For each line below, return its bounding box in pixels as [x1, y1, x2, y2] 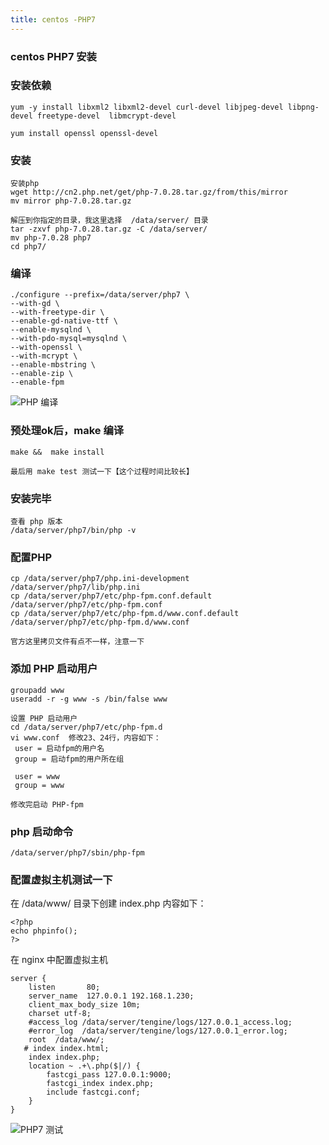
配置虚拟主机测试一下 [10, 872, 113, 886]
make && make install [10, 447, 105, 457]
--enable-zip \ [10, 369, 74, 379]
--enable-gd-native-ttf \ [10, 316, 118, 326]
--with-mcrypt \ [10, 351, 78, 361]
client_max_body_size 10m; [28, 1000, 141, 1010]
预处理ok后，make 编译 [10, 424, 125, 438]
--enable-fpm [10, 377, 65, 388]
